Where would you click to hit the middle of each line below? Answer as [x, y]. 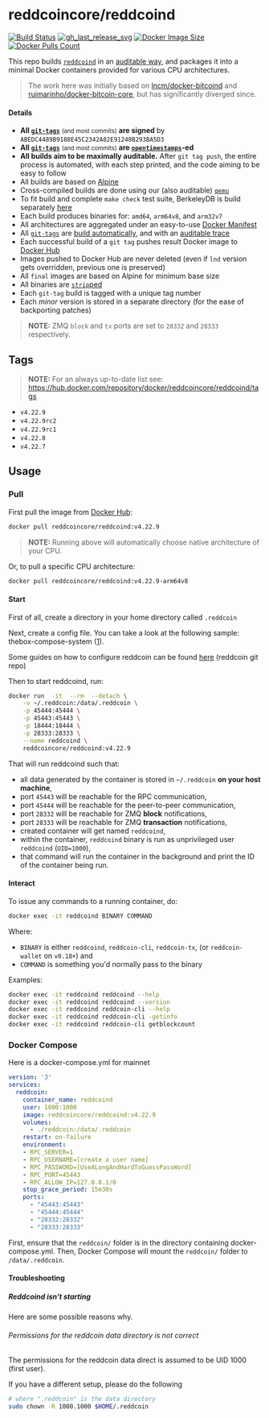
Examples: [25, 980]
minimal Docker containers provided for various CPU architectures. [119, 69]
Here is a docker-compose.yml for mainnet [79, 1063]
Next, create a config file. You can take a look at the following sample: [124, 632]
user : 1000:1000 [50, 1107]
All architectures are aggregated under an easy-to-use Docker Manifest [138, 225]
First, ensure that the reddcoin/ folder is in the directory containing [118, 1242]
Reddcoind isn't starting [49, 1296]
